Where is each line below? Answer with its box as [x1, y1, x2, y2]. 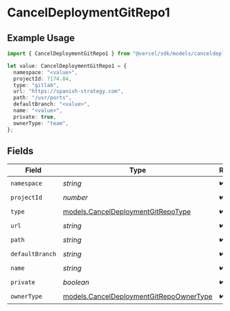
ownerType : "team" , [13, 120, 69, 127]
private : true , [13, 113, 57, 121]
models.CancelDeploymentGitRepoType [62, 207, 192, 216]
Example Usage [7, 32, 75, 44]
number [62, 192, 88, 202]
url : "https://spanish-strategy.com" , [13, 88, 125, 95]
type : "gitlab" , [13, 82, 60, 88]
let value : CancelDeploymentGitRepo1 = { [7, 62, 127, 69]
